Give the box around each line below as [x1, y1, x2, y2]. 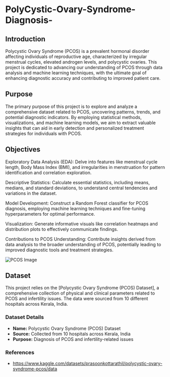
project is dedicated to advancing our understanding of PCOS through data [5, 65, 163, 70]
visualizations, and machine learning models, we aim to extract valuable [5, 120, 156, 126]
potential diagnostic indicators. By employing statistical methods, [5, 114, 142, 120]
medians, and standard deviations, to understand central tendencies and [5, 185, 158, 191]
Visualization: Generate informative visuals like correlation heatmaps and [5, 220, 158, 227]
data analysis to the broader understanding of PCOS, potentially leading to [5, 241, 161, 247]
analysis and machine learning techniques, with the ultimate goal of [5, 70, 147, 76]
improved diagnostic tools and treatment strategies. [5, 247, 114, 253]
